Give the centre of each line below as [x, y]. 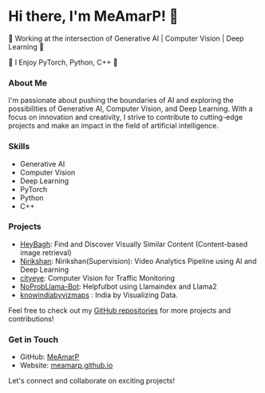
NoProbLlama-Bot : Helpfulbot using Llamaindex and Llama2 [118, 286]
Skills [19, 147]
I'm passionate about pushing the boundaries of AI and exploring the [121, 100]
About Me [28, 83]
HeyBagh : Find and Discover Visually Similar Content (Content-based [134, 244]
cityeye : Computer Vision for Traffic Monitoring [97, 277]
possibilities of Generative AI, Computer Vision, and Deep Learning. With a [131, 109]
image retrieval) [45, 252]
